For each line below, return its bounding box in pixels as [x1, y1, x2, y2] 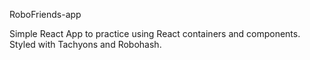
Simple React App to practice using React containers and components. [9, 28, 301, 39]
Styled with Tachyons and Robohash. [9, 39, 162, 50]
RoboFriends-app [9, 9, 82, 20]
